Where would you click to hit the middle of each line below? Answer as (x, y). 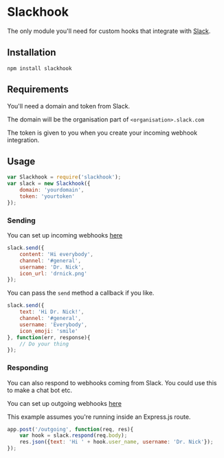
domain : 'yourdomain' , (52, 190)
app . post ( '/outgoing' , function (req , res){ (70, 429)
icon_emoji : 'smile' (49, 331)
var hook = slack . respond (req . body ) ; (74, 436)
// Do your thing (44, 344)
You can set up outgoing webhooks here (65, 403)
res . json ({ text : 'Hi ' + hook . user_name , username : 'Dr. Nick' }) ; (116, 442)
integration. (23, 140)
